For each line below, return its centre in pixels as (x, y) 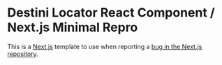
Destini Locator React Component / (111, 13)
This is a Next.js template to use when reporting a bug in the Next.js (105, 46)
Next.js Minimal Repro (73, 27)
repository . (23, 54)
